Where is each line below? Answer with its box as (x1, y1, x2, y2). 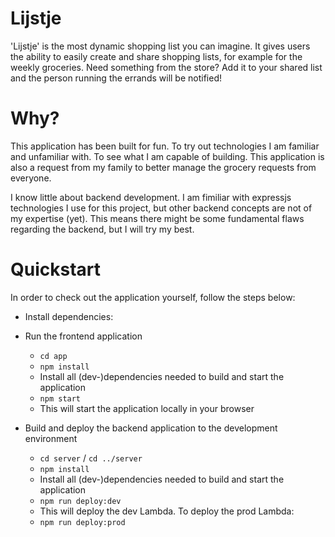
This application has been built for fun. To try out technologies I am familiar (10, 140, 320, 152)
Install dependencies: (24, 310, 114, 322)
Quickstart (10, 258, 102, 281)
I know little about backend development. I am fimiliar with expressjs (10, 191, 292, 203)
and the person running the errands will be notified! (10, 72, 222, 84)
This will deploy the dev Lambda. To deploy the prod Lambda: (39, 505, 295, 517)
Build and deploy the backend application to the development (24, 422, 278, 434)
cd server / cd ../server (39, 452, 143, 464)
